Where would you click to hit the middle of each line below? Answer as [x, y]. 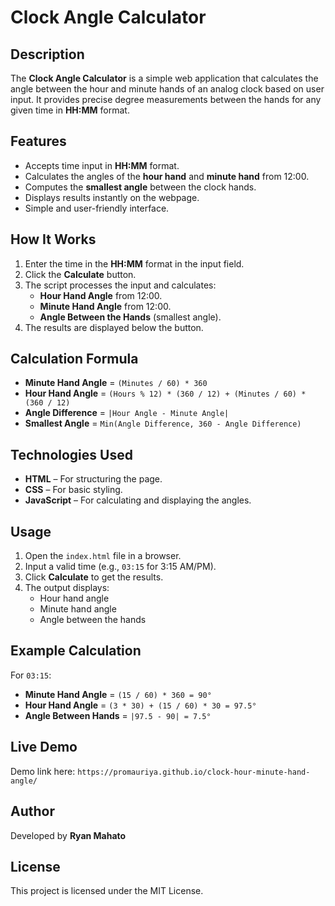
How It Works [53, 239]
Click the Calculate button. [80, 274]
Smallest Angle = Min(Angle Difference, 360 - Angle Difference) [163, 423]
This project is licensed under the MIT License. [107, 891]
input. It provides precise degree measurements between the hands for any [166, 99]
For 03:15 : [31, 675]
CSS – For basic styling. [73, 490]
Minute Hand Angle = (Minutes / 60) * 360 [116, 383]
